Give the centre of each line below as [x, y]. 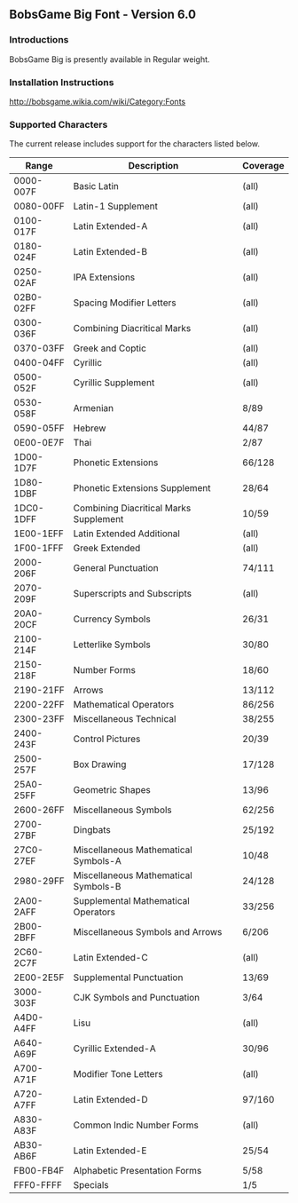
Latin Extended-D [110, 1100]
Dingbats [92, 830]
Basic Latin [96, 186]
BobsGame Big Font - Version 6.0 [103, 15]
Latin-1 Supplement [115, 206]
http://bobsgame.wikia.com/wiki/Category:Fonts [98, 101]
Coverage [263, 166]
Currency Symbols [112, 619]
